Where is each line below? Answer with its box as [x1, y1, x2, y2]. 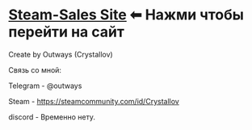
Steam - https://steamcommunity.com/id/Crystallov [8, 96, 179, 106]
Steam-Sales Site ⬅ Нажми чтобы [8, 6, 245, 24]
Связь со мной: [8, 65, 62, 74]
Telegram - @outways [8, 81, 82, 90]
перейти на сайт [8, 23, 125, 41]
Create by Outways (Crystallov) [8, 49, 113, 59]
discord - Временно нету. [8, 111, 95, 122]
